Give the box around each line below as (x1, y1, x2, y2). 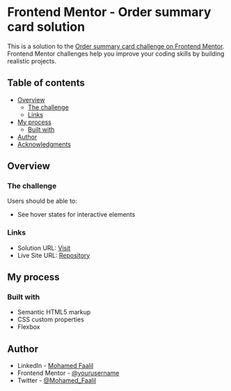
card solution (7, 19, 86, 35)
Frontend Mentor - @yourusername (17, 369, 120, 377)
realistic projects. (7, 56, 57, 65)
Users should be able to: (7, 197, 78, 206)
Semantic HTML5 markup (17, 308, 91, 316)
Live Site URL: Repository (17, 251, 90, 259)
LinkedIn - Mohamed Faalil (17, 362, 94, 370)
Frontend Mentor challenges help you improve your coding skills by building (7, 49, 225, 58)
